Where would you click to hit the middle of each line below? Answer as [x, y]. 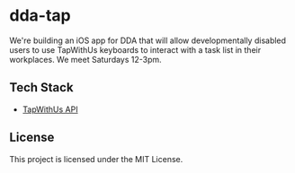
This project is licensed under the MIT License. [96, 159]
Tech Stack [41, 87]
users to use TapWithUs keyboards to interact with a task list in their [135, 49]
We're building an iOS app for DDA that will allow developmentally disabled [147, 40]
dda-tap [40, 16]
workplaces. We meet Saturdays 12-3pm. [85, 59]
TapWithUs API [50, 109]
